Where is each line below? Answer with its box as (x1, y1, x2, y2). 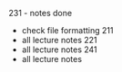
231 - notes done (8, 8, 73, 18)
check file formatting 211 (21, 25, 114, 35)
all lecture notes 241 (21, 44, 97, 55)
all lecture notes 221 (21, 35, 97, 45)
